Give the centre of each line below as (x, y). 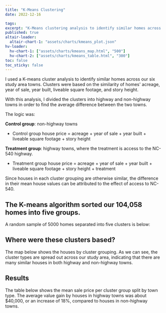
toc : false (16, 60)
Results (17, 278)
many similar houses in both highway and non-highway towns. (69, 262)
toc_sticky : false (24, 65)
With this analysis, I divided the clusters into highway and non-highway (78, 100)
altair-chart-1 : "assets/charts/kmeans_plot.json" (63, 42)
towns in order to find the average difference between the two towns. (76, 104)
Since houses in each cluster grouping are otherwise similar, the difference (82, 178)
